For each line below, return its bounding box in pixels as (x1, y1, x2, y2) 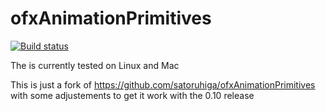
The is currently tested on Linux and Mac (10, 59, 180, 71)
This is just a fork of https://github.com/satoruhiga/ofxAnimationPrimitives (10, 78, 316, 91)
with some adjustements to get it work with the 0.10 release (10, 89, 255, 101)
